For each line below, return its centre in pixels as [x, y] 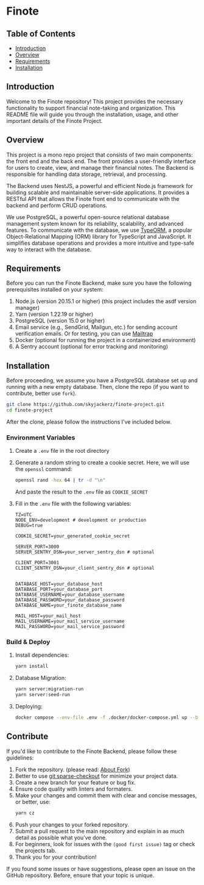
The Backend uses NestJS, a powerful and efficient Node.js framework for [100, 186]
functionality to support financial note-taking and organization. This [91, 108]
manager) [27, 308]
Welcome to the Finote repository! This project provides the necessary [95, 101]
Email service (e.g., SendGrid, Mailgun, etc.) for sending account [96, 327]
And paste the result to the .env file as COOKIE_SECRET [81, 492]
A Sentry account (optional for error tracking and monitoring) [92, 347]
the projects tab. [36, 850]
